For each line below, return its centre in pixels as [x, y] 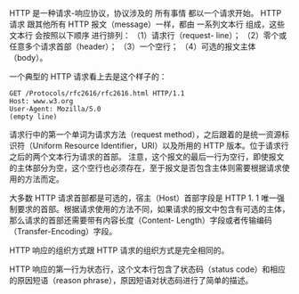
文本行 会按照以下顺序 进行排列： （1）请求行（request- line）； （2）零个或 [148, 35]
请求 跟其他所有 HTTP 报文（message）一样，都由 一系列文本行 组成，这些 [147, 24]
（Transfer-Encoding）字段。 [63, 231]
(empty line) [33, 117]
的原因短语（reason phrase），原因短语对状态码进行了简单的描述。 [131, 280]
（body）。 [28, 57]
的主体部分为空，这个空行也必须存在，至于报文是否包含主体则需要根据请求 [145, 168]
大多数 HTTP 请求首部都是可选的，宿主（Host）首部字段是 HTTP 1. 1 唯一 [143, 198]
